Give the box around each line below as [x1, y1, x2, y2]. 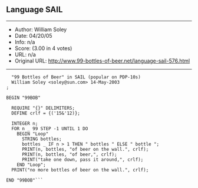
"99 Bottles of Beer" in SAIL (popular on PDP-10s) [11, 74, 141, 80]
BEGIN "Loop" [16, 131, 49, 137]
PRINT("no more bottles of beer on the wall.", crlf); [11, 167, 149, 173]
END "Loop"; [16, 161, 46, 167]
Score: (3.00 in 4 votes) [14, 44, 72, 52]
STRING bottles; [21, 136, 62, 142]
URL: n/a [14, 51, 37, 58]
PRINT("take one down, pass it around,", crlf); [21, 156, 144, 163]
